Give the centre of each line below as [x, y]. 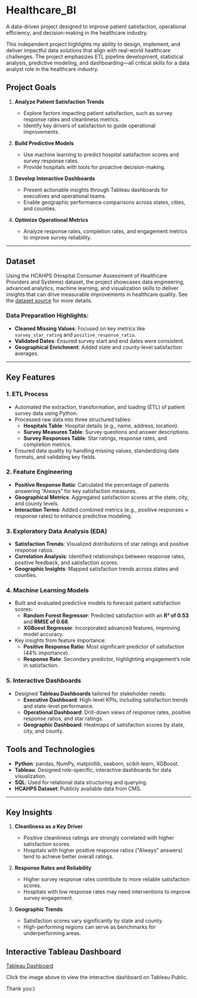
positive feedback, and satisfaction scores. [67, 563]
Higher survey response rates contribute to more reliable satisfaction [106, 879]
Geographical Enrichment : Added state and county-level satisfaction [98, 347]
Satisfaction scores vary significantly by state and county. [93, 921]
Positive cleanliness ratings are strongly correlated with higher [98, 838]
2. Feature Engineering [39, 472]
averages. [27, 353]
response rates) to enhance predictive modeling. [73, 516]
